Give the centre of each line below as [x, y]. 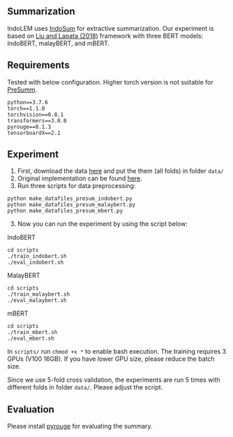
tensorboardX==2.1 [34, 133]
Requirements [38, 65]
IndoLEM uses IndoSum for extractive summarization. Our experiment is [111, 28]
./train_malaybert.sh [39, 294]
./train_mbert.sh [32, 332]
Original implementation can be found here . [80, 178]
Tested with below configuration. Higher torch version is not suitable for [111, 82]
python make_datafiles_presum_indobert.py [70, 199]
